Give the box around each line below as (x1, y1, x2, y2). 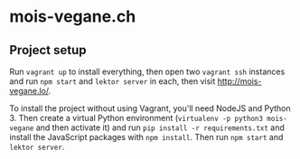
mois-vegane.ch (9, 6, 136, 27)
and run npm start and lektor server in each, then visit (9, 76, 216, 87)
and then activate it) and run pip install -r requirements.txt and (35, 122, 285, 133)
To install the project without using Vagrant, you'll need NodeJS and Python (9, 103, 291, 114)
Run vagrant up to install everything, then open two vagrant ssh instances (9, 66, 286, 77)
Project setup (9, 42, 88, 58)
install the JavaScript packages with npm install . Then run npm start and (9, 132, 284, 142)
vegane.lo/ (9, 86, 49, 96)
